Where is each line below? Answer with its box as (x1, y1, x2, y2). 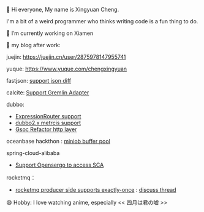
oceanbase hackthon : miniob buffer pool (6, 138, 110, 145)
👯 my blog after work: (6, 42, 61, 48)
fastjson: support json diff (6, 77, 72, 84)
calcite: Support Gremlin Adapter (6, 89, 89, 96)
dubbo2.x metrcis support (15, 119, 81, 126)
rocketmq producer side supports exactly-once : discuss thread (15, 186, 176, 193)
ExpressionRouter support (15, 113, 81, 119)
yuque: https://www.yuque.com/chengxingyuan (6, 65, 127, 72)
